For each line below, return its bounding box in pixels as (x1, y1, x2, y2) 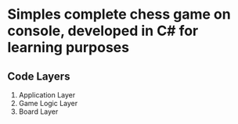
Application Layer (18, 90, 76, 99)
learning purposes (7, 39, 130, 56)
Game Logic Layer (18, 99, 78, 108)
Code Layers (7, 69, 70, 83)
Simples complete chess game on (7, 5, 232, 23)
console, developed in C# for (7, 22, 199, 40)
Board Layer (18, 107, 59, 116)
